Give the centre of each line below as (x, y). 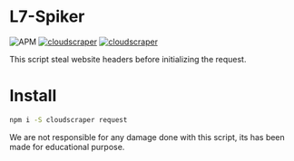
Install (33, 96)
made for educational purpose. (67, 147)
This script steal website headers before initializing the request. (128, 59)
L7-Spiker (47, 17)
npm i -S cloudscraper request (69, 119)
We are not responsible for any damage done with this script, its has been (147, 137)
